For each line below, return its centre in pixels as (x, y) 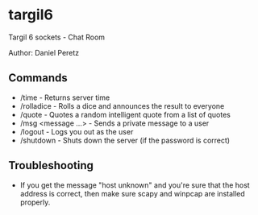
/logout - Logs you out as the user (77, 131)
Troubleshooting (51, 165)
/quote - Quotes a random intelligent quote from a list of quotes (125, 114)
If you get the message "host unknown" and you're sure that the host (135, 185)
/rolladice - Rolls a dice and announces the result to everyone (122, 105)
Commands (38, 78)
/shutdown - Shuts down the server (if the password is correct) (125, 140)
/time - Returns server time (65, 97)
